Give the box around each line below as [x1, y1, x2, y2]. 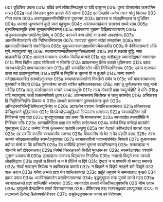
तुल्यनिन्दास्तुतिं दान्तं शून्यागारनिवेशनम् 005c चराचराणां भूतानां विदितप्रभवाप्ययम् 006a [5, 27, 137, 32]
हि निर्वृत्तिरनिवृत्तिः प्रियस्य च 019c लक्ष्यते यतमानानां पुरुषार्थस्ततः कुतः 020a [5, 98, 121, 103]
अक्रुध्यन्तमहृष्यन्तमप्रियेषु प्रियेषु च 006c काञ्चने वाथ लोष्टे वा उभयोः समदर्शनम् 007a [5, 32, 134, 38]
